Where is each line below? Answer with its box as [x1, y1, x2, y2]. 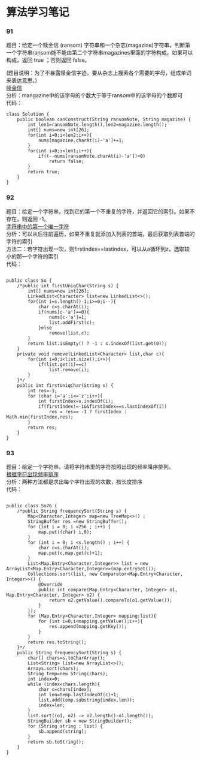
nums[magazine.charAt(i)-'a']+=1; [38, 137, 124, 144]
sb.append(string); [38, 729, 87, 735]
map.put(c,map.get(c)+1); [38, 550, 103, 557]
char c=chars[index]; [38, 687, 93, 693]
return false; [48, 158, 84, 165]
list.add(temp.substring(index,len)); [38, 697, 135, 703]
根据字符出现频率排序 [6, 471, 59, 478]
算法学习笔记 [6, 5, 70, 19]
